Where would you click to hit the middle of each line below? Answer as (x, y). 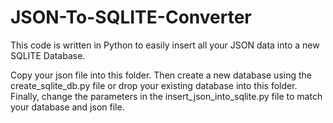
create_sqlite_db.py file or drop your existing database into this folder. (154, 85)
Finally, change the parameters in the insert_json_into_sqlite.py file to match (166, 96)
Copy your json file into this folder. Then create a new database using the (161, 75)
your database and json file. (67, 107)
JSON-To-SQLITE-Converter (131, 17)
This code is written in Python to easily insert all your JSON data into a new (165, 45)
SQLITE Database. (48, 55)
